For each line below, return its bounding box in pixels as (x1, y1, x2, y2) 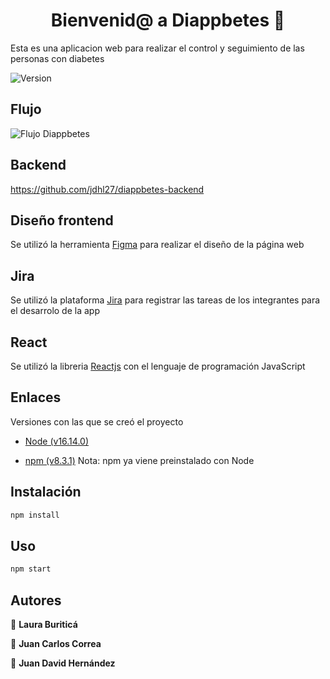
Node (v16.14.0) (24, 435, 89, 447)
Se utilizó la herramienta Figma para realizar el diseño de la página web (10, 239, 305, 251)
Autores (10, 592, 62, 609)
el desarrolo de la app (10, 305, 100, 317)
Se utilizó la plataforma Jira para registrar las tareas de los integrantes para (10, 294, 321, 306)
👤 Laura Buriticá (10, 619, 78, 630)
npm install (10, 510, 60, 520)
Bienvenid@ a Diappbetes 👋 (50, 9, 286, 32)
